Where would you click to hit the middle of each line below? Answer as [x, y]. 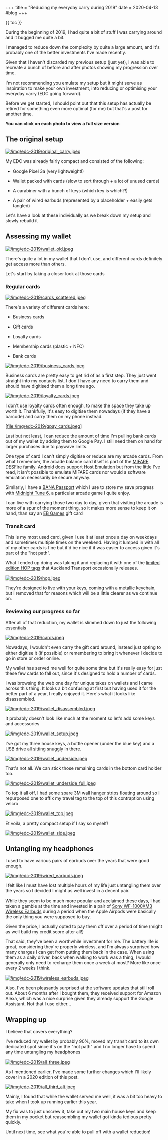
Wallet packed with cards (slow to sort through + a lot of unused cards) [86, 181]
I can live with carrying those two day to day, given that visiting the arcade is [84, 502]
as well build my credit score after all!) [45, 932]
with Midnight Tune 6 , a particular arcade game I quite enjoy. [68, 493]
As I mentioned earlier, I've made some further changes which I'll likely [78, 1072]
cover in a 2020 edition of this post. [42, 1077]
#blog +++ [16, 13]
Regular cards [23, 286]
